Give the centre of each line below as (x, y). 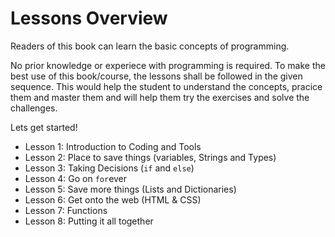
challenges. (34, 108)
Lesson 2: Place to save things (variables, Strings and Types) (150, 157)
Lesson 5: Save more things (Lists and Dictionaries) (130, 189)
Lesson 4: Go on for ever (76, 178)
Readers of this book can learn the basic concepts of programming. (150, 46)
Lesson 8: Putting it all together (89, 221)
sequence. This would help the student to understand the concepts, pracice (166, 86)
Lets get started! (44, 127)
